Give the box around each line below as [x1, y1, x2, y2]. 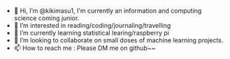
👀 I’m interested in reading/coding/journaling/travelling [13, 22, 171, 29]
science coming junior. [13, 14, 80, 22]
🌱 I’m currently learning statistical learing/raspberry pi [13, 28, 170, 37]
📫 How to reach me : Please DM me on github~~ [13, 44, 156, 52]
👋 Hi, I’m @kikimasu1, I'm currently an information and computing [13, 7, 202, 15]
